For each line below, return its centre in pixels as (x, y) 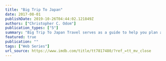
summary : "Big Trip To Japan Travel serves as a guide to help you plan (82, 32)
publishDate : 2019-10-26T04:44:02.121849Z (49, 19)
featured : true (21, 37)
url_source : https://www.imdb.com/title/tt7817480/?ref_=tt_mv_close (78, 51)
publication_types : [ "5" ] (32, 28)
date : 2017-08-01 (23, 14)
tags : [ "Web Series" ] (27, 46)
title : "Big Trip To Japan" (34, 10)
